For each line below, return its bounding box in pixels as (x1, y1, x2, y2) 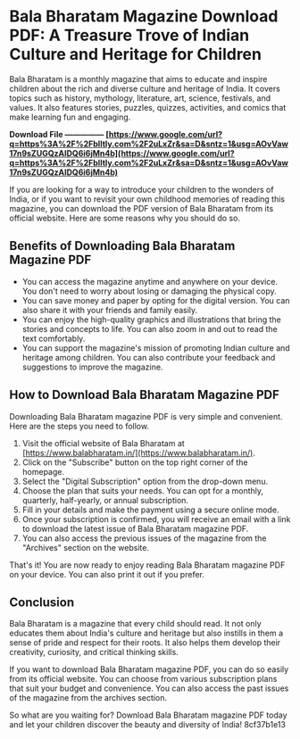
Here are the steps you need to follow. (9, 420, 150, 431)
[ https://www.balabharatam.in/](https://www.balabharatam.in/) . (21, 447, 256, 458)
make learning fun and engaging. (9, 112, 131, 122)
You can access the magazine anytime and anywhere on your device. (21, 276, 279, 286)
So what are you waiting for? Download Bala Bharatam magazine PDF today (9, 710, 287, 720)
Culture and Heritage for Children (9, 45, 262, 64)
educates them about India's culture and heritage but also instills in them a (9, 627, 284, 639)
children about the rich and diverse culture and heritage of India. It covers (9, 83, 281, 94)
